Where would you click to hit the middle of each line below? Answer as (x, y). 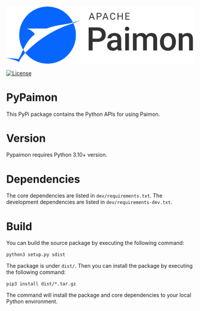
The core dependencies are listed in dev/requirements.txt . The (84, 196)
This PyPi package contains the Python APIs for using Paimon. (83, 114)
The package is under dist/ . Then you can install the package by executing (99, 266)
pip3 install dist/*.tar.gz (41, 284)
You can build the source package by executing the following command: (95, 243)
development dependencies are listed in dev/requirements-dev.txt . (89, 202)
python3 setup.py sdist (36, 255)
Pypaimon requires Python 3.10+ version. (57, 155)
